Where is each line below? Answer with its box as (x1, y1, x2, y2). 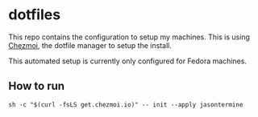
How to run (8, 79, 65, 93)
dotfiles (8, 6, 61, 24)
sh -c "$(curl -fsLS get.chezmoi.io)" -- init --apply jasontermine (8, 100, 243, 109)
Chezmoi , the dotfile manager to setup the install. (8, 40, 172, 50)
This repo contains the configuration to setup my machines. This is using (8, 32, 250, 42)
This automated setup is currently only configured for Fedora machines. (8, 56, 248, 66)
